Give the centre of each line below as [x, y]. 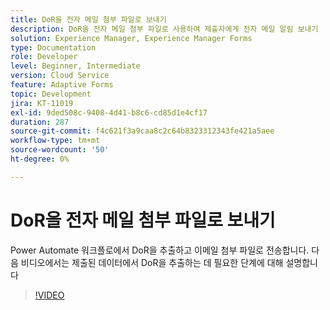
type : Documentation [53, 47]
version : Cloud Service [60, 76]
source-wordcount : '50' [60, 150]
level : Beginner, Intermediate [75, 66]
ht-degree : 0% [40, 159]
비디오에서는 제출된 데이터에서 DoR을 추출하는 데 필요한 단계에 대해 [152, 262]
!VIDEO [49, 295]
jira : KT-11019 [42, 103]
